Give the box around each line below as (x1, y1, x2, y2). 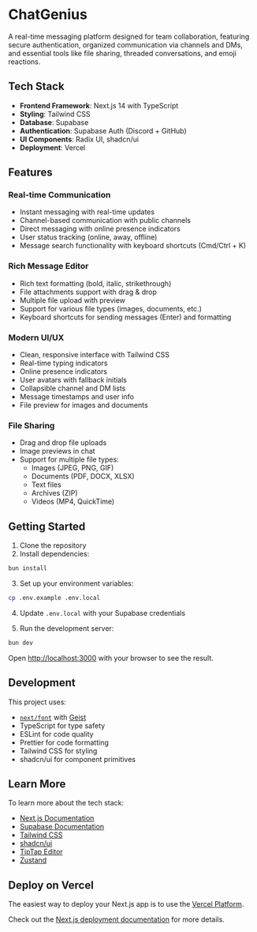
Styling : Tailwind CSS (19, 109, 91, 119)
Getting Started (8, 519, 86, 533)
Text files (31, 480, 61, 489)
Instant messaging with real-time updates (19, 207, 155, 217)
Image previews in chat (19, 447, 96, 456)
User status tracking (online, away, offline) (19, 232, 158, 242)
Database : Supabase (19, 117, 89, 127)
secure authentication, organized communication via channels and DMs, (8, 40, 243, 49)
